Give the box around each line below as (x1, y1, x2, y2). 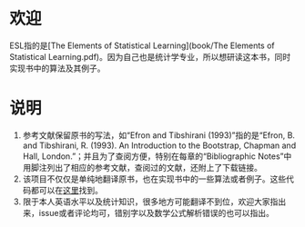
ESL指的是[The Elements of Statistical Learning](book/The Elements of (9, 40, 275, 51)
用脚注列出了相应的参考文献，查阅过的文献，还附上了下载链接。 (22, 162, 262, 173)
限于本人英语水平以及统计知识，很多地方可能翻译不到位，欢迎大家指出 (22, 196, 287, 207)
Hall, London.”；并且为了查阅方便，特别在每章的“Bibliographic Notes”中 (22, 151, 292, 162)
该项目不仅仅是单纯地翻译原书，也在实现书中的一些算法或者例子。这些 (22, 173, 287, 184)
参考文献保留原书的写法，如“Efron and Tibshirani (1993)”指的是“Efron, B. (22, 129, 296, 141)
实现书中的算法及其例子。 (9, 63, 106, 74)
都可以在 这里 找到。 (30, 184, 103, 195)
